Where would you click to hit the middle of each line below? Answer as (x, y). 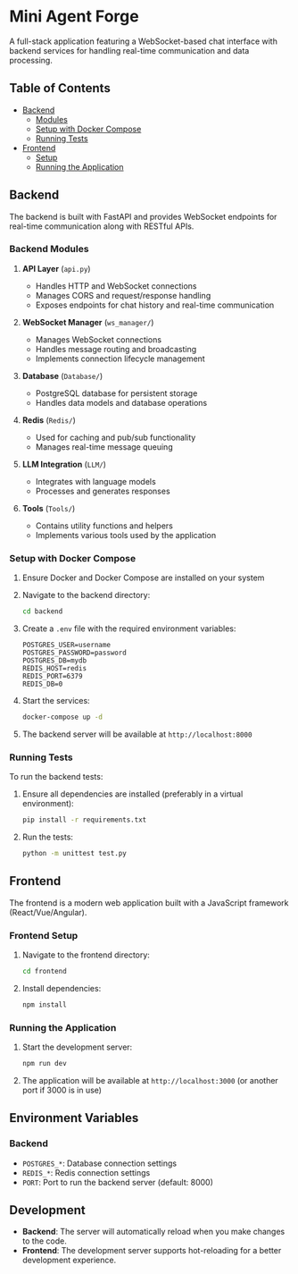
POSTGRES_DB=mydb (54, 661)
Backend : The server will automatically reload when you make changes (153, 1232)
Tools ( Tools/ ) (49, 508)
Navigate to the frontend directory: (86, 955)
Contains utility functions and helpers (104, 526)
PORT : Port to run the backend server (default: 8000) (118, 1182)
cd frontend (44, 972)
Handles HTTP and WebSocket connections (116, 286)
